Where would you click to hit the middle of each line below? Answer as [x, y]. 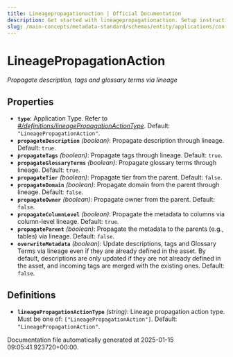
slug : [15, 26]
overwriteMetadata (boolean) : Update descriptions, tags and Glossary [117, 244]
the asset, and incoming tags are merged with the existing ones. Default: [121, 266]
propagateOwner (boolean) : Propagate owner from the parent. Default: [116, 200]
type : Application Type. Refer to [62, 119]
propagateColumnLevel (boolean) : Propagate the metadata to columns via [121, 214]
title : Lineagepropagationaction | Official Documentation [94, 14]
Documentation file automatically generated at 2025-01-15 [90, 340]
